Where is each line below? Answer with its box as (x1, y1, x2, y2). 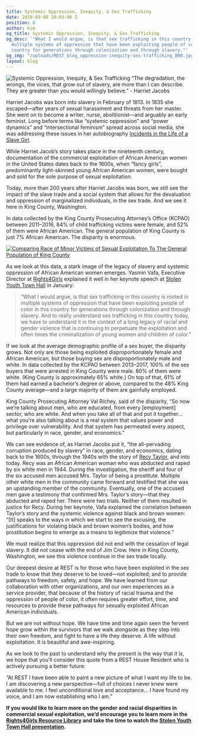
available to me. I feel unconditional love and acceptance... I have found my (6, 686, 189, 693)
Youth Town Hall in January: (6, 282, 74, 289)
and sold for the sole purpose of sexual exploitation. (6, 173, 133, 180)
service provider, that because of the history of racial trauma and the (6, 589, 173, 596)
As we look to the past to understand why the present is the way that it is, (6, 650, 184, 657)
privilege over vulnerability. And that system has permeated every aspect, (6, 422, 186, 430)
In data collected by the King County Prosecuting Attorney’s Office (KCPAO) (6, 214, 190, 222)
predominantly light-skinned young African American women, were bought (6, 166, 188, 173)
